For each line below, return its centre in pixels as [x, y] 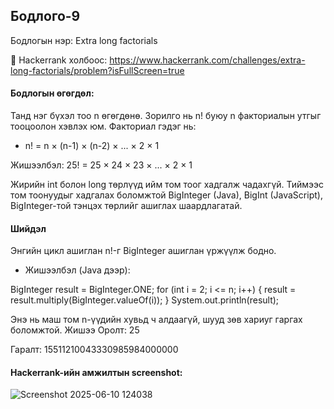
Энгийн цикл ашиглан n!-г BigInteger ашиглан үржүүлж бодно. [143, 251]
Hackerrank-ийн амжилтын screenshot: [96, 372]
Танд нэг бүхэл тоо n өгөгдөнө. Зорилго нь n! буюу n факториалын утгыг [166, 116]
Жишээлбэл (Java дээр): [77, 270]
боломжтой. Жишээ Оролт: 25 [75, 330]
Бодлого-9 [45, 16]
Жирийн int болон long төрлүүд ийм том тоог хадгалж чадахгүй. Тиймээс [167, 185]
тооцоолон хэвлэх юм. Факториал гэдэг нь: [103, 126]
